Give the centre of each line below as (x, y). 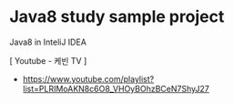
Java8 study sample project (117, 17)
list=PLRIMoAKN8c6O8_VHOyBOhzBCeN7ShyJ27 (116, 88)
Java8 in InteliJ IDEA (48, 42)
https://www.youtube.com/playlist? (88, 78)
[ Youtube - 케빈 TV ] (48, 60)
